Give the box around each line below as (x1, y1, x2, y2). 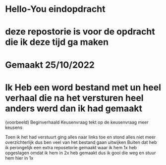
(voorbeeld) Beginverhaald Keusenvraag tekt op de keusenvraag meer (5, 119, 149, 125)
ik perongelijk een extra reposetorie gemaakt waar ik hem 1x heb (5, 144, 137, 150)
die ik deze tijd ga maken (5, 37, 109, 48)
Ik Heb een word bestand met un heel (5, 82, 161, 93)
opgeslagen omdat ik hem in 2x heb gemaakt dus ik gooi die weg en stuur (5, 150, 156, 156)
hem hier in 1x (5, 155, 34, 161)
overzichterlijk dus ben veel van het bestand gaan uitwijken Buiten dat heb (5, 139, 157, 145)
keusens (5, 124, 23, 130)
